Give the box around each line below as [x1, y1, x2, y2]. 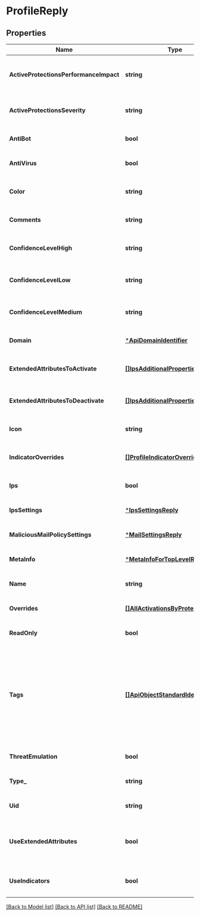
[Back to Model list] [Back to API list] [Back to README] [6, 903, 143, 910]
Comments [9, 216, 42, 224]
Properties [6, 28, 46, 38]
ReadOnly [9, 629, 37, 637]
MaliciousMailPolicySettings [9, 531, 92, 538]
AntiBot [9, 135, 32, 142]
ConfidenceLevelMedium [9, 308, 82, 316]
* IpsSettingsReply [124, 506, 179, 514]
